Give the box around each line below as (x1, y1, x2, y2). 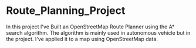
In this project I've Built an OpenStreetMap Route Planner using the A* (6, 23, 175, 30)
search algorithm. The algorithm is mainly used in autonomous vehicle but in (6, 29, 191, 36)
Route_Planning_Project (6, 4, 126, 17)
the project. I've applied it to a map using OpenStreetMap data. (6, 35, 158, 42)
